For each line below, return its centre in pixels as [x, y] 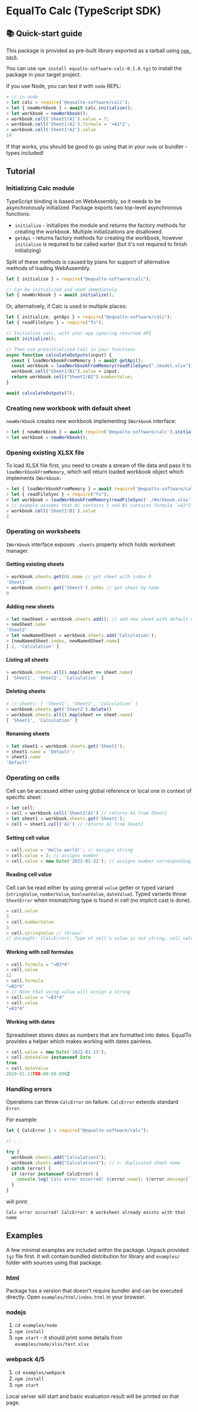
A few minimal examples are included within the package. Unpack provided [98, 1250]
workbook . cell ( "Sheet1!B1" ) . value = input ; [65, 371]
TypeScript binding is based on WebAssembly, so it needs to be [83, 201]
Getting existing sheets [35, 564]
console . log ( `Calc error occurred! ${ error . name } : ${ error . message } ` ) [105, 1179]
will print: [17, 1202]
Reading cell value [29, 874]
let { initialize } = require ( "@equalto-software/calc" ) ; [79, 279]
